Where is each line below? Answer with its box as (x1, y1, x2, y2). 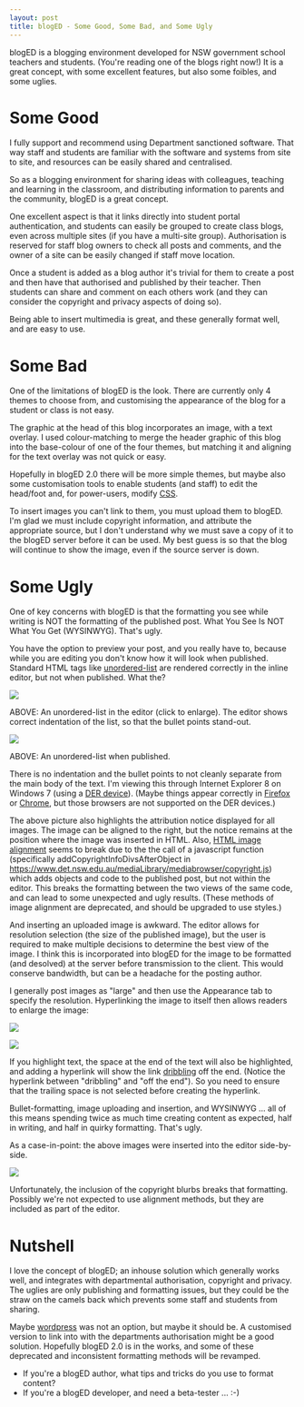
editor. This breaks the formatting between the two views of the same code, (9, 883, 293, 894)
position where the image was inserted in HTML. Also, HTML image (9, 835, 261, 846)
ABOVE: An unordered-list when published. (9, 751, 171, 762)
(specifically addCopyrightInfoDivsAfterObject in (9, 854, 191, 865)
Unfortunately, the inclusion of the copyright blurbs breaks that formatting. (9, 1184, 289, 1195)
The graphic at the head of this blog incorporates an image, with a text (9, 422, 273, 433)
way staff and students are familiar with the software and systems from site (9, 147, 291, 158)
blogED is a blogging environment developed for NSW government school (9, 46, 286, 57)
